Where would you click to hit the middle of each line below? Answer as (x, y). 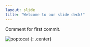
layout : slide (20, 10)
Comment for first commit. (33, 29)
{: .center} (41, 39)
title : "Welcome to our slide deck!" (45, 15)
